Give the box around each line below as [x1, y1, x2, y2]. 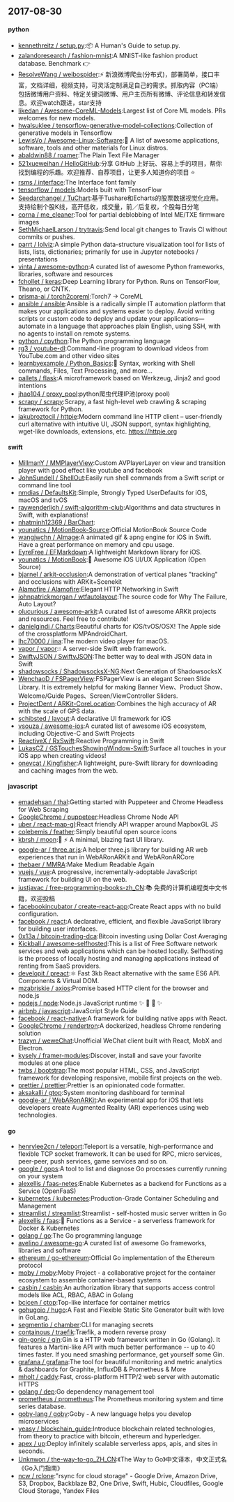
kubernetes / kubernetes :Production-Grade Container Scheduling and [17, 1194, 219, 1203]
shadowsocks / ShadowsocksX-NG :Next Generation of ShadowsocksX [17, 667, 222, 675]
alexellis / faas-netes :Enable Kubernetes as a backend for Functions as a [17, 1180, 227, 1188]
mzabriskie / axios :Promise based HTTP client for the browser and [17, 984, 209, 992]
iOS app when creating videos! [17, 751, 107, 759]
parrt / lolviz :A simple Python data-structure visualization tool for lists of [17, 240, 225, 248]
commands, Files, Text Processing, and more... [17, 366, 153, 375]
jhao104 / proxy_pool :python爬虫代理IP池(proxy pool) [17, 389, 171, 398]
